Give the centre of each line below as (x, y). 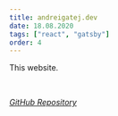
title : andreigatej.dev (54, 17)
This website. (34, 68)
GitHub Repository (43, 103)
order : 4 (25, 42)
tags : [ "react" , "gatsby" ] (59, 34)
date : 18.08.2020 (42, 26)
